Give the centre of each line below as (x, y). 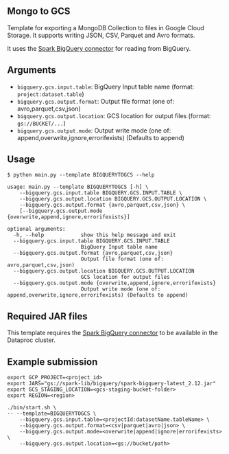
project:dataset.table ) (50, 94)
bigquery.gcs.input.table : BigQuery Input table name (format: (106, 87)
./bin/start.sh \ (32, 408)
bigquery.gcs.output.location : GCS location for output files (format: (114, 115)
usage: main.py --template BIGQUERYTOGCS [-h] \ (78, 187)
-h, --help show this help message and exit (95, 235)
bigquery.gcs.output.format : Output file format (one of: (96, 101)
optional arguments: (37, 229)
